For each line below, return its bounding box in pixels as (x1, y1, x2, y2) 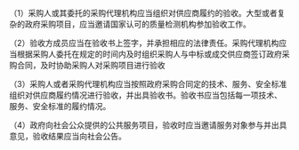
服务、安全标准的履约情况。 (9, 101, 111, 111)
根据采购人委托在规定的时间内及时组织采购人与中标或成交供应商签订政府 (16, 49, 282, 59)
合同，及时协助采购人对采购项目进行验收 (16, 60, 166, 70)
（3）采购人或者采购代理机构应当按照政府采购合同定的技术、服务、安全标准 (9, 79, 287, 89)
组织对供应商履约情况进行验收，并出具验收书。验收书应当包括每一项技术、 (9, 90, 282, 100)
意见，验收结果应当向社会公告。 (9, 131, 126, 141)
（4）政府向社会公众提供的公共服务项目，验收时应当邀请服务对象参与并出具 (9, 120, 287, 130)
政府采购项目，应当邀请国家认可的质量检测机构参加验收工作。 (24, 19, 251, 29)
